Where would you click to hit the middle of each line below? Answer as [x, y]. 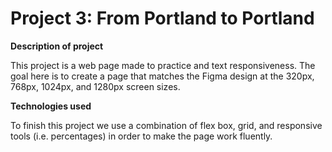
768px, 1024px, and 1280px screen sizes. [95, 86]
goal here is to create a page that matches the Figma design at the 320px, [162, 76]
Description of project [57, 46]
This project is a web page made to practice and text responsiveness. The [163, 65]
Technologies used [51, 106]
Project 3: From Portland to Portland [162, 18]
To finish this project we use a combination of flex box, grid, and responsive [166, 125]
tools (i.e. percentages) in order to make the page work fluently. [141, 136]
